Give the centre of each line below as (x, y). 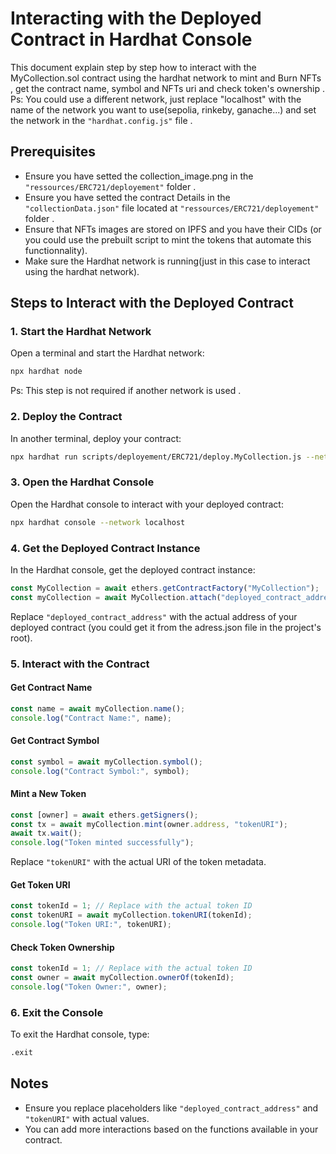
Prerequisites (53, 152)
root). (21, 638)
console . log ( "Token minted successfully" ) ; (102, 843)
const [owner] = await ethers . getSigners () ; (104, 815)
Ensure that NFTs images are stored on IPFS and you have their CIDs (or (173, 229)
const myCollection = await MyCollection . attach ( (116, 597)
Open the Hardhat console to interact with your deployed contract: (147, 504)
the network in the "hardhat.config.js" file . (101, 120)
